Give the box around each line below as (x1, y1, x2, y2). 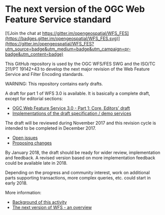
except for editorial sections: (5, 95, 63, 102)
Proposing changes (12, 140, 52, 146)
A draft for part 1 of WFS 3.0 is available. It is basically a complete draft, (5, 90, 150, 96)
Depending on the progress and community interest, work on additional (5, 169, 150, 176)
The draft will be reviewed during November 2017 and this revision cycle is (5, 120, 156, 126)
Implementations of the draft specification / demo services (12, 110, 132, 116)
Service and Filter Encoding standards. (5, 71, 84, 77)
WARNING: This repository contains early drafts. (5, 80, 103, 87)
